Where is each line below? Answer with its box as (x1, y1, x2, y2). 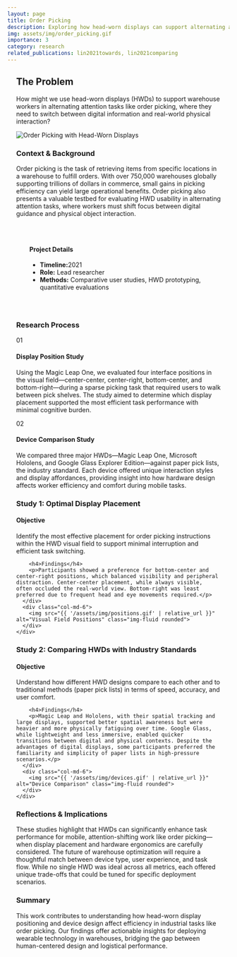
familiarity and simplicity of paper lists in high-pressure (16, 750, 200, 757)
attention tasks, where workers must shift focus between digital (16, 202, 201, 210)
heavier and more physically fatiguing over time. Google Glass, (16, 725, 212, 733)
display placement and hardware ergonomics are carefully (34, 841, 203, 849)
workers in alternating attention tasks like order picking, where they (16, 102, 212, 110)
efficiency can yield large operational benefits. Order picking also (16, 186, 206, 195)
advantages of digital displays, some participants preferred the (16, 744, 216, 751)
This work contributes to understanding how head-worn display (16, 911, 202, 920)
